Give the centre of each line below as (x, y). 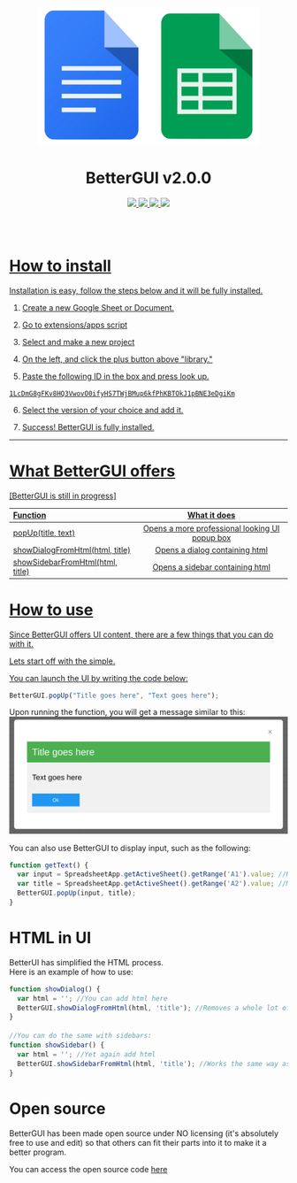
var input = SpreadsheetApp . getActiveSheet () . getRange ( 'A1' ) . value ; (146, 874)
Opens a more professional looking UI (211, 528)
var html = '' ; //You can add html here (92, 998)
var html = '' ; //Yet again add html (87, 1054)
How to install (61, 266)
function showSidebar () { (57, 1045)
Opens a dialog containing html (211, 549)
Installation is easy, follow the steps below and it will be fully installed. (136, 290)
